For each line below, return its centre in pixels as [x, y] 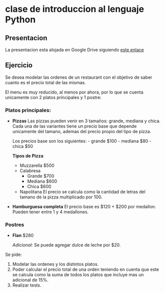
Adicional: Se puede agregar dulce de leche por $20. [66, 245]
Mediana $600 [42, 181]
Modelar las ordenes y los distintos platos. [55, 264]
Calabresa [30, 171]
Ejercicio [19, 65]
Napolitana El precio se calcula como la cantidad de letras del [82, 192]
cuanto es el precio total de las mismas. [46, 82]
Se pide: [14, 255]
